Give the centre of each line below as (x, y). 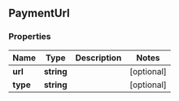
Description (98, 58)
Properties (30, 37)
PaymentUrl (39, 13)
